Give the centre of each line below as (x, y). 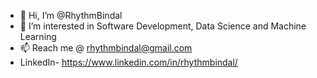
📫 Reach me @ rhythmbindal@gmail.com (106, 48)
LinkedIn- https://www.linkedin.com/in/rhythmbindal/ (128, 62)
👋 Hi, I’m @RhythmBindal (71, 15)
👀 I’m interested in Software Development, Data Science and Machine (163, 26)
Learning (38, 36)
